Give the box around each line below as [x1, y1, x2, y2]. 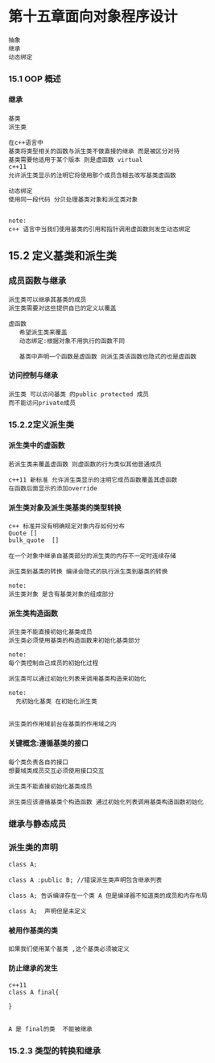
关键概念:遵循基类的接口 [8, 738, 89, 748]
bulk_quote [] [8, 536, 60, 544]
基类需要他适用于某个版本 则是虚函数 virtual [8, 156, 143, 164]
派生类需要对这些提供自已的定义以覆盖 [8, 304, 117, 312]
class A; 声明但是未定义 [8, 907, 87, 915]
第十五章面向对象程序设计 [8, 7, 179, 26]
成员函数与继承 [8, 275, 67, 287]
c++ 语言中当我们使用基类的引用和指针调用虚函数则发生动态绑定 [8, 225, 191, 234]
